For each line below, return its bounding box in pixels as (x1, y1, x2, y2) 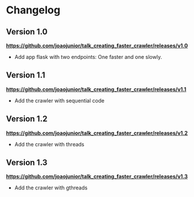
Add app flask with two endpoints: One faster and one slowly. (14, 54, 162, 60)
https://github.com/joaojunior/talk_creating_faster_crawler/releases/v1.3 (6, 173, 188, 180)
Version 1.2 (6, 114, 48, 124)
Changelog (6, 3, 61, 17)
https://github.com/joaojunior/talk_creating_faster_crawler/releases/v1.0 (6, 42, 188, 49)
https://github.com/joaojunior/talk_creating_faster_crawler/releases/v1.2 (6, 129, 188, 136)
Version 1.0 (6, 27, 48, 37)
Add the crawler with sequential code (14, 97, 105, 104)
